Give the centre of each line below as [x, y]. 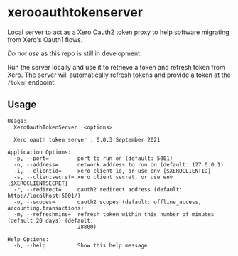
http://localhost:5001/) [44, 196]
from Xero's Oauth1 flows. [45, 39]
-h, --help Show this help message [81, 245]
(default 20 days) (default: [50, 220]
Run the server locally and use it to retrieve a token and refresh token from [116, 67]
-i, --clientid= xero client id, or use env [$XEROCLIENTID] [113, 171]
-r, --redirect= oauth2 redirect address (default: [98, 189]
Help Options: [28, 239]
